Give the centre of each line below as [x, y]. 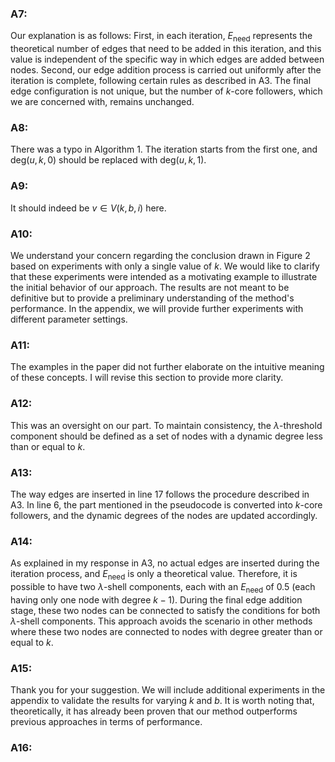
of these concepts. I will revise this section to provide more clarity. [147, 378]
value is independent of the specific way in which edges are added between [167, 59]
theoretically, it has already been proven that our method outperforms [154, 711]
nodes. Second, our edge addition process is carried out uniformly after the [166, 70]
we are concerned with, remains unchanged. [102, 102]
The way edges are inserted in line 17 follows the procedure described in [160, 494]
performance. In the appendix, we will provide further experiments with [157, 308]
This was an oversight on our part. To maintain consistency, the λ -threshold [166, 425]
